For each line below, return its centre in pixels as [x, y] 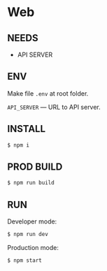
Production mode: [33, 247]
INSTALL [27, 129]
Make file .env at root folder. [48, 93]
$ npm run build [31, 183]
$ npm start [24, 260]
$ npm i [19, 145]
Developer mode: [32, 221]
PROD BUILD [35, 167]
